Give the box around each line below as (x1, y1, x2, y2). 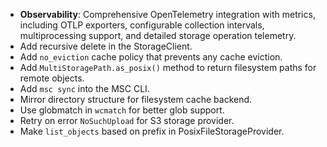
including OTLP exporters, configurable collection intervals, (19, 19, 265, 31)
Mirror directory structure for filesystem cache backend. (19, 94, 253, 105)
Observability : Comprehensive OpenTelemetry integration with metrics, (19, 9, 316, 20)
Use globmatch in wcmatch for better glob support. (19, 104, 225, 116)
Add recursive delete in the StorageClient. (19, 40, 193, 52)
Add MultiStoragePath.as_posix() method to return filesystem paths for (19, 62, 317, 73)
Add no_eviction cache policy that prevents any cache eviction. (19, 51, 283, 63)
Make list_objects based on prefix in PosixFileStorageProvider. (19, 125, 285, 137)
